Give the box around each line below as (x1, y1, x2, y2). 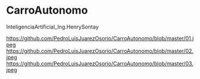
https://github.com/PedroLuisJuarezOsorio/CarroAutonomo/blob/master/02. (6, 47, 194, 54)
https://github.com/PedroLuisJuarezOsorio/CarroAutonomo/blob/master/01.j (6, 34, 194, 42)
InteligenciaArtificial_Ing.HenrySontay (6, 23, 99, 30)
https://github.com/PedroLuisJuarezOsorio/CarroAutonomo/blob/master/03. (6, 60, 194, 67)
